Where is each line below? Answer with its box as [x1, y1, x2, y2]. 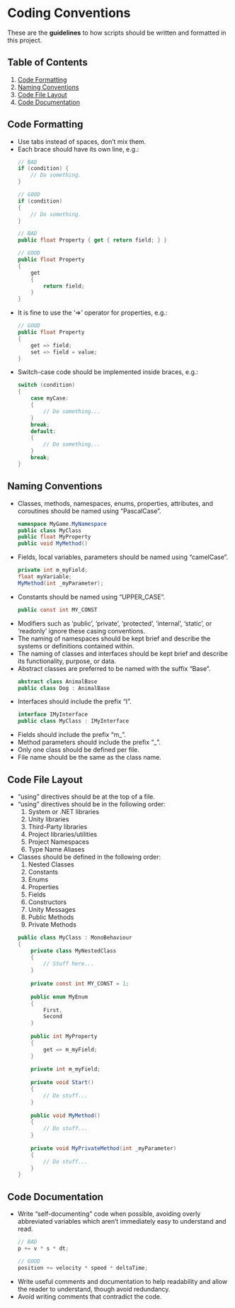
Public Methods [28, 913, 74, 921]
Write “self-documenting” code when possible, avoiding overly [17, 1210, 201, 1218]
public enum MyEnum [30, 993, 88, 1000]
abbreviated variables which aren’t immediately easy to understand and [17, 1217, 227, 1226]
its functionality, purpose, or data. [17, 657, 117, 665]
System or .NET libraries [28, 807, 100, 816]
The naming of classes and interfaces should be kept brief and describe [17, 649, 229, 658]
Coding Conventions [7, 5, 131, 21]
